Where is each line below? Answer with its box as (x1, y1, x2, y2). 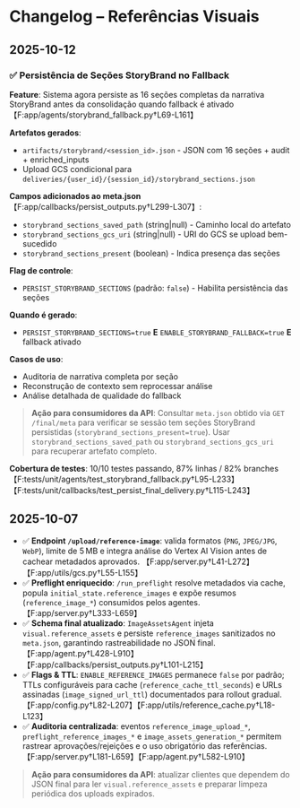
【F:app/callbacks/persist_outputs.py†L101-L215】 (21, 659, 209, 670)
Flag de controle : (9, 265, 73, 275)
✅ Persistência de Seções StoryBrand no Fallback (9, 69, 230, 82)
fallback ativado (21, 336, 82, 347)
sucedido (21, 238, 57, 248)
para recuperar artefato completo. (30, 446, 158, 456)
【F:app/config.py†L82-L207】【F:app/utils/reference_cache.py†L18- (21, 699, 276, 710)
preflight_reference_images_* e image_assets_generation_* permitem (21, 731, 282, 742)
